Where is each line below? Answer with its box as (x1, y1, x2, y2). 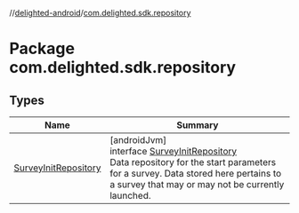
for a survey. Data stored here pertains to (109, 168, 282, 179)
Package (9, 39, 76, 59)
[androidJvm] (109, 134, 167, 146)
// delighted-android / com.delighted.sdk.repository (9, 8, 191, 18)
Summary (176, 119, 219, 131)
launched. (109, 190, 151, 201)
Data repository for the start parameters (109, 156, 277, 168)
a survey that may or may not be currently (109, 178, 285, 190)
